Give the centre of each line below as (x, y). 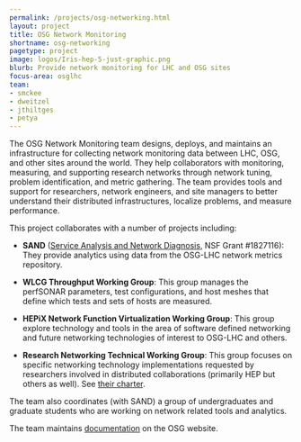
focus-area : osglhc (46, 77)
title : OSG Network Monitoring (68, 34)
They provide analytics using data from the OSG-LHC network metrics (152, 255)
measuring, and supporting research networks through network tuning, (141, 173)
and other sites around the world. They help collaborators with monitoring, (147, 163)
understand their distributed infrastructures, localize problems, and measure (150, 201)
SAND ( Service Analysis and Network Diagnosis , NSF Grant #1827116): (153, 246)
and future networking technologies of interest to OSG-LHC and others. (155, 338)
